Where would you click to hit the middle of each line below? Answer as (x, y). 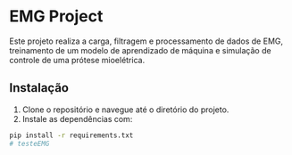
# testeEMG (29, 143)
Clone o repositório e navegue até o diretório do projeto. (125, 110)
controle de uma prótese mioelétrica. (77, 60)
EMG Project (56, 16)
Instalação (39, 88)
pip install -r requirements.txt (71, 135)
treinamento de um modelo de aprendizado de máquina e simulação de (140, 50)
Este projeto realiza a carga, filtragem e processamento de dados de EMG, (146, 41)
